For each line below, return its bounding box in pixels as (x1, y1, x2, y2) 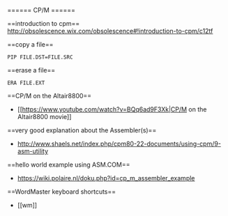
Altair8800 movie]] (17, 113, 72, 121)
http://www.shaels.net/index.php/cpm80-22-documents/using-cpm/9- (17, 139, 222, 148)
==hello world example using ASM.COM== (7, 160, 130, 169)
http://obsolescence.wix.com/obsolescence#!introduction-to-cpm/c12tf (7, 27, 213, 35)
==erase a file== (7, 66, 56, 74)
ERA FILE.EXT (7, 79, 45, 86)
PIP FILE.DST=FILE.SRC (7, 54, 73, 61)
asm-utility (17, 147, 49, 155)
